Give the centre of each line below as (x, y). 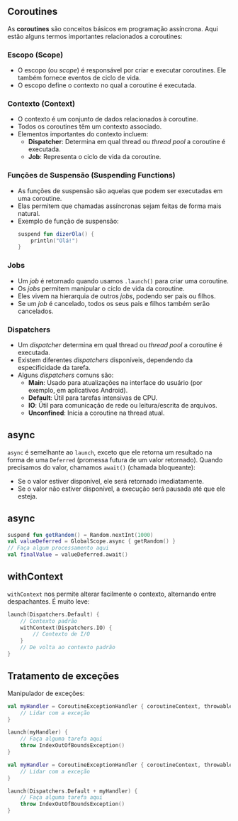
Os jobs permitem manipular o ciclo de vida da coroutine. (101, 288)
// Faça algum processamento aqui (58, 548)
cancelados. (35, 311)
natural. (29, 213)
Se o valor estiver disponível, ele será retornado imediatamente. (110, 481)
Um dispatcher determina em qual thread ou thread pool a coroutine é (120, 344)
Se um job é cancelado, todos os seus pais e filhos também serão (114, 303)
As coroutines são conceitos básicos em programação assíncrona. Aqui (113, 28)
